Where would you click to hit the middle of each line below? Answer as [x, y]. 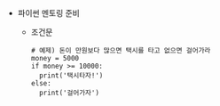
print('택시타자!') [71, 76]
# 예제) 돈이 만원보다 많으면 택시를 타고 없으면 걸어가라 [121, 51]
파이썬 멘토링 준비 [48, 13]
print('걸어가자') [69, 93]
